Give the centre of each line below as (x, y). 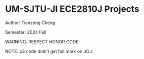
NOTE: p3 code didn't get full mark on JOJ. (49, 51)
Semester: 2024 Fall (26, 32)
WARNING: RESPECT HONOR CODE (42, 42)
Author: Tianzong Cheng (30, 23)
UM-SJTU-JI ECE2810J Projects (72, 9)
